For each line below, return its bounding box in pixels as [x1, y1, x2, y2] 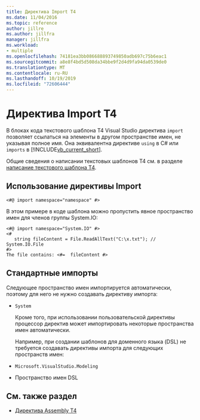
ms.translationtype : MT [6, 64, 66, 71]
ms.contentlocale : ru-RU [6, 70, 68, 76]
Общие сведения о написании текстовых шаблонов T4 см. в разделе [6, 157, 183, 165]
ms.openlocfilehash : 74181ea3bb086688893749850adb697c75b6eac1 [6, 53, 167, 59]
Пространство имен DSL [14, 374, 79, 381]
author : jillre [6, 25, 44, 32]
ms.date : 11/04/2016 [6, 14, 58, 20]
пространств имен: [14, 350, 64, 358]
